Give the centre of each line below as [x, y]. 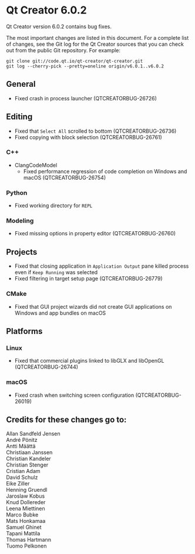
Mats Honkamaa [26, 521]
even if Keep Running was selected [56, 272]
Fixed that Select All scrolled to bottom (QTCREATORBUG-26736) [95, 131]
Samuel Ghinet [24, 527]
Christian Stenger [27, 465]
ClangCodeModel [36, 165]
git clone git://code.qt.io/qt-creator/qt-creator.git [75, 61]
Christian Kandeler [28, 459]
